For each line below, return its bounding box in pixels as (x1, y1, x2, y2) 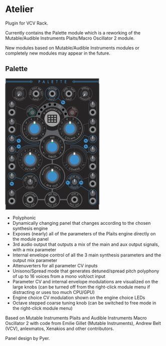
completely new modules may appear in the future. (5, 50, 110, 56)
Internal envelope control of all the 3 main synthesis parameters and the (12, 252, 161, 258)
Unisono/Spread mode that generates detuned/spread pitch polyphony (12, 268, 159, 274)
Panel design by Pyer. (5, 335, 50, 341)
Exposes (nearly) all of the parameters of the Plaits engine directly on (12, 230, 156, 236)
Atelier (5, 4, 34, 15)
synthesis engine (12, 225, 48, 231)
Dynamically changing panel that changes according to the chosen (12, 220, 151, 226)
